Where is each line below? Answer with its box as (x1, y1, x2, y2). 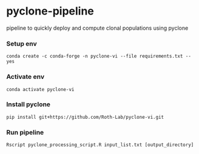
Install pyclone (6, 100, 50, 109)
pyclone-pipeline (6, 4, 94, 18)
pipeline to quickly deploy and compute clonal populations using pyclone (6, 24, 189, 32)
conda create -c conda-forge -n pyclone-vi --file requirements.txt (6, 53, 183, 59)
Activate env (6, 73, 44, 81)
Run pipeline (6, 128, 44, 136)
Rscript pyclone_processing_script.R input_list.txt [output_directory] (6, 142, 194, 148)
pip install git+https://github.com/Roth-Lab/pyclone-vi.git (6, 114, 164, 120)
